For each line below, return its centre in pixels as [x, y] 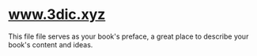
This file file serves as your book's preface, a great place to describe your [128, 36]
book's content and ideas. [51, 44]
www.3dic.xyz [57, 15]
